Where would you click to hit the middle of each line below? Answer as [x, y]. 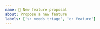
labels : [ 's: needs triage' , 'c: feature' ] [50, 19]
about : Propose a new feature [36, 14]
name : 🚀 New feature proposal [36, 10]
